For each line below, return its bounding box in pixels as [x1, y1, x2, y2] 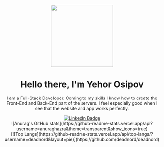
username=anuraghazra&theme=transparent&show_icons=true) [16, 126, 148, 132]
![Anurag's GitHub [11, 120, 49, 126]
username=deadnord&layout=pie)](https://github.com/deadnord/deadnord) [4, 136, 160, 142]
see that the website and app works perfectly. [35, 105, 129, 111]
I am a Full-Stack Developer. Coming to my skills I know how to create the [6, 95, 158, 101]
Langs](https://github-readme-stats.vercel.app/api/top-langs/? [24, 131, 154, 137]
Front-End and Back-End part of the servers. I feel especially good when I [6, 100, 158, 106]
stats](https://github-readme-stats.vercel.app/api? [49, 120, 153, 126]
